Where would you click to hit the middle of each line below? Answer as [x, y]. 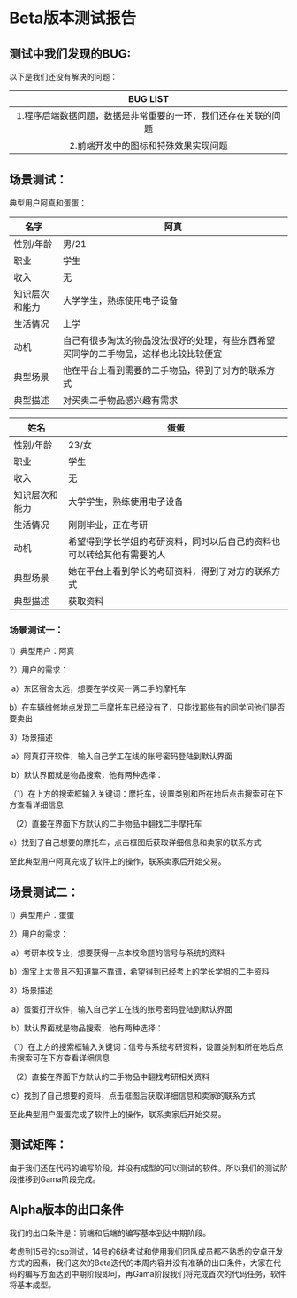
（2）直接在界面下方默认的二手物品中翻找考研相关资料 [110, 1076]
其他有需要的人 [134, 555]
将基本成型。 [32, 1285]
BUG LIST [148, 99]
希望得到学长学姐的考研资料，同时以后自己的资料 [170, 541]
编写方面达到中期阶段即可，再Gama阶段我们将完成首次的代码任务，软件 [155, 1273]
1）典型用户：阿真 [42, 651]
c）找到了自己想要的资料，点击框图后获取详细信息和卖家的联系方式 [133, 1095]
